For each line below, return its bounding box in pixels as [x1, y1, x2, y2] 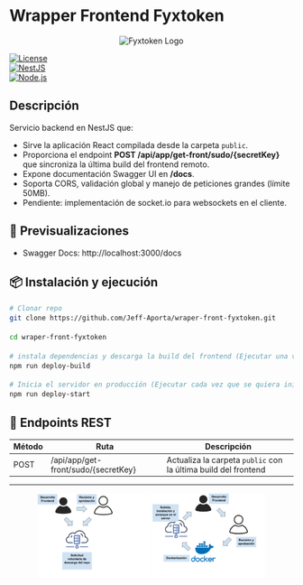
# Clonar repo [9, 304, 63, 313]
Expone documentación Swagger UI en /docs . [22, 168, 195, 179]
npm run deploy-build [9, 361, 91, 370]
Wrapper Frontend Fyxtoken [9, 5, 225, 26]
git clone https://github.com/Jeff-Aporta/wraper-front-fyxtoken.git [9, 313, 277, 323]
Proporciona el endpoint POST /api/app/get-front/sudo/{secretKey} [22, 149, 280, 160]
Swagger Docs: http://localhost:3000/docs [22, 247, 182, 258]
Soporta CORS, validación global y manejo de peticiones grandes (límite [22, 178, 290, 189]
